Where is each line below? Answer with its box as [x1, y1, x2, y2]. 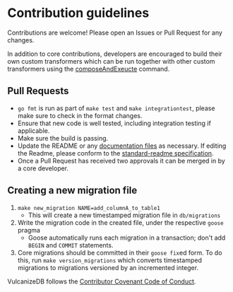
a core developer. [17, 164, 69, 173]
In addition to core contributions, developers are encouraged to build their [7, 49, 222, 58]
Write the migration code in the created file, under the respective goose [17, 218, 224, 227]
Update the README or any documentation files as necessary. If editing [17, 141, 227, 150]
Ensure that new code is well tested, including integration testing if [17, 119, 212, 127]
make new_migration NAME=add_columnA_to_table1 [17, 204, 160, 211]
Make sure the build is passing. [17, 134, 109, 142]
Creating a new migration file [7, 185, 138, 197]
